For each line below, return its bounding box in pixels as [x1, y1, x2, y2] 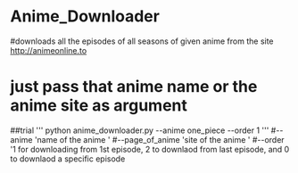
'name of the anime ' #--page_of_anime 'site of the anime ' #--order [34, 134, 285, 144]
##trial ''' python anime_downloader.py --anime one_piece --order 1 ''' [10, 125, 269, 136]
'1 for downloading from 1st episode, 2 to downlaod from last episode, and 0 [10, 144, 290, 154]
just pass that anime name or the [10, 77, 258, 97]
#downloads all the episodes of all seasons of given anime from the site [10, 36, 275, 46]
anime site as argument [10, 95, 188, 116]
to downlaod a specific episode [10, 153, 126, 164]
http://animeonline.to [10, 45, 87, 55]
